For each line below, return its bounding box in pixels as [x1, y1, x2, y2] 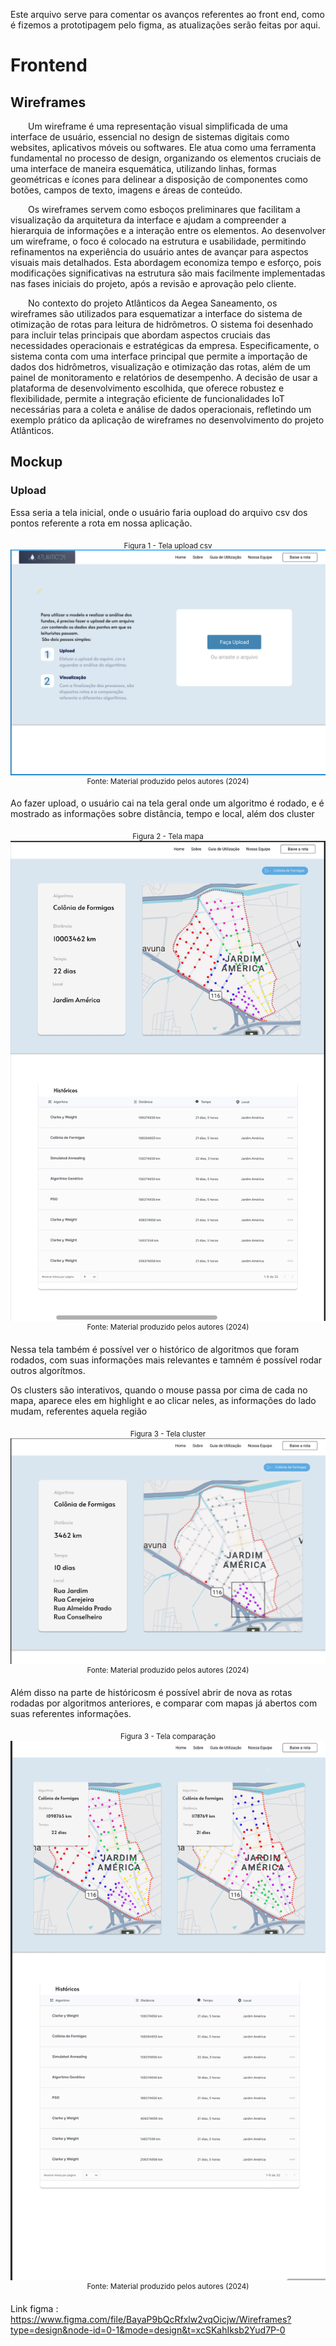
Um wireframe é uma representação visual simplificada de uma [28, 120, 288, 132]
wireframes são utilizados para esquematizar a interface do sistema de [10, 308, 303, 319]
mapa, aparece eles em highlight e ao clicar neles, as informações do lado [10, 1394, 317, 1406]
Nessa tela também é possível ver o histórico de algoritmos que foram [10, 1343, 300, 1355]
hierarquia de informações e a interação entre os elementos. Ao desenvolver [10, 225, 326, 236]
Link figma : [10, 2302, 59, 2314]
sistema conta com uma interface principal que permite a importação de [10, 350, 308, 362]
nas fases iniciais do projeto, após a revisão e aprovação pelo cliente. [10, 278, 297, 289]
